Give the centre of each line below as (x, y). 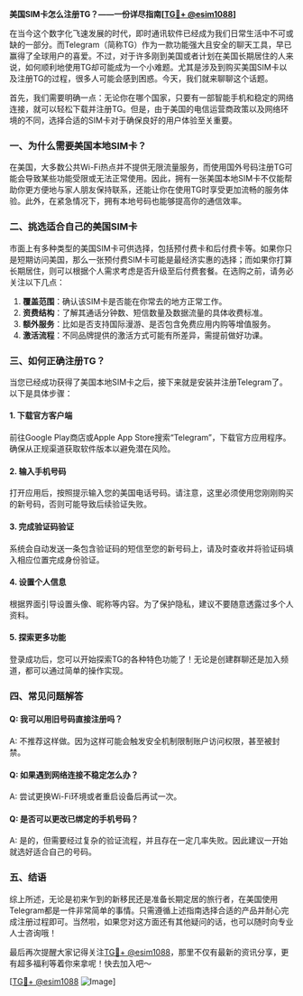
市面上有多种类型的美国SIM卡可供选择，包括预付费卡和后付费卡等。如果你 (147, 248)
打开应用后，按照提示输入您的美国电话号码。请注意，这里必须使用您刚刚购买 (151, 493)
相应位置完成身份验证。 (60, 560)
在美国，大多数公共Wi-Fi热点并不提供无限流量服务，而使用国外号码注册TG (147, 167)
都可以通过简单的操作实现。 (76, 670)
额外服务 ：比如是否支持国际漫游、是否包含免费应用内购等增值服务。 (149, 323)
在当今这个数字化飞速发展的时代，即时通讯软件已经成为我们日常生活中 (140, 33)
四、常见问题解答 (46, 696)
